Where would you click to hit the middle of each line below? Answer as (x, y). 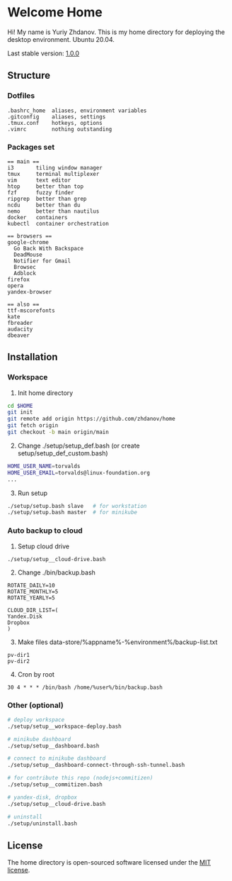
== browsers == (30, 236)
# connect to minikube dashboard (57, 759)
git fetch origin (33, 426)
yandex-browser (30, 292)
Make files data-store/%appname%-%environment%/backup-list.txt (117, 642)
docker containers (38, 217)
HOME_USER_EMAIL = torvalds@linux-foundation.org (79, 472)
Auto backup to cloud (45, 531)
